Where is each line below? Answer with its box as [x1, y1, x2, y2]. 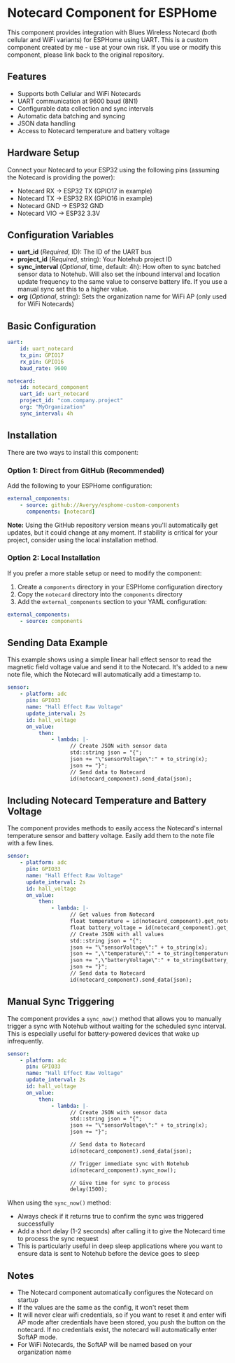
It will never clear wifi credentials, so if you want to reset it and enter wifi [17, 1310, 227, 1319]
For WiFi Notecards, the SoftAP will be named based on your [17, 1341, 192, 1349]
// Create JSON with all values [69, 931, 164, 938]
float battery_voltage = [69, 924, 142, 931]
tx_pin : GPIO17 [20, 352, 64, 359]
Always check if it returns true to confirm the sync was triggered [17, 1212, 204, 1221]
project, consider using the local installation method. [7, 535, 159, 544]
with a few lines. [7, 839, 55, 847]
